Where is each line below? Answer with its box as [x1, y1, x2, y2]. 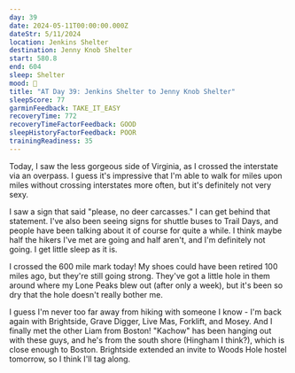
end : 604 [9, 63, 42, 72]
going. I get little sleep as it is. [9, 244, 118, 254]
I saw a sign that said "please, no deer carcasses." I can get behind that [9, 206, 271, 217]
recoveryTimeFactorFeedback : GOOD [9, 120, 137, 129]
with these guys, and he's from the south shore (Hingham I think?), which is [9, 334, 285, 346]
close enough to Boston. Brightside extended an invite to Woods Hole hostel [9, 344, 287, 354]
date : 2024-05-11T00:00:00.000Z [9, 21, 128, 30]
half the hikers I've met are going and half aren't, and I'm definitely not [9, 234, 266, 245]
